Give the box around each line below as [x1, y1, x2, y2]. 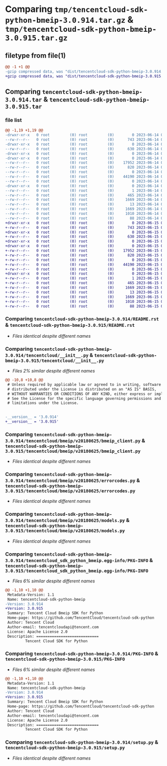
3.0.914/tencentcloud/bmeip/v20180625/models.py [5, 518, 125, 523]
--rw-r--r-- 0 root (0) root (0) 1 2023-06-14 [5, 188, 159, 193]
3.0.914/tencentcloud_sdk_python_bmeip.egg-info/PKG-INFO [5, 558, 149, 563]
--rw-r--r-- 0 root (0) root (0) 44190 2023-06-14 [5, 174, 159, 180]
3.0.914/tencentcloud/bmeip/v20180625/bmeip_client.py [5, 438, 141, 444]
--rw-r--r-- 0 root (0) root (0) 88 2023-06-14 [5, 215, 159, 221]
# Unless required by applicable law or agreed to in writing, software [7, 382, 162, 387]
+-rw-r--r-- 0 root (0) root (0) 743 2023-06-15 [5, 225, 159, 230]
